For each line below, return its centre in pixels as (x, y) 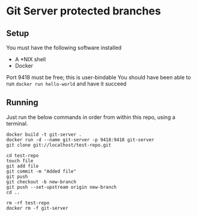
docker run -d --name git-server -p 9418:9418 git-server (80, 139)
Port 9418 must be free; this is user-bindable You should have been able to (98, 77)
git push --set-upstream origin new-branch (62, 187)
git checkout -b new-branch (41, 182)
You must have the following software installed (64, 47)
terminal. (17, 123)
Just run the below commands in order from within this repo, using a (91, 117)
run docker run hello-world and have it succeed (66, 84)
